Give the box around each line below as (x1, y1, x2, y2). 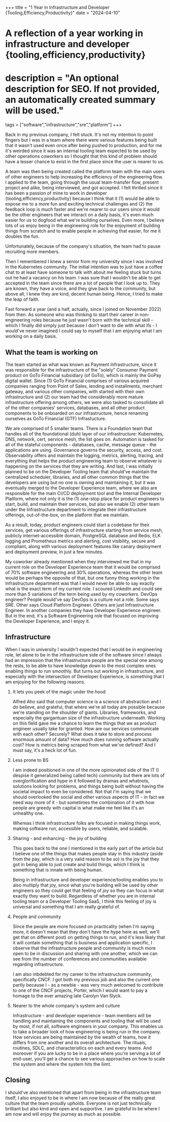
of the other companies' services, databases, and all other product (5, 405, 145, 411)
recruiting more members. (5, 249, 60, 255)
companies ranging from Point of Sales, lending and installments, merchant (5, 383, 162, 389)
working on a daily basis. (5, 333, 57, 339)
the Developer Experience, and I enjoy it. (5, 618, 90, 624)
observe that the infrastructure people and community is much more (12, 945, 156, 951)
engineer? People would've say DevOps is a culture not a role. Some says (5, 596, 159, 602)
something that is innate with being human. (12, 867, 103, 873)
